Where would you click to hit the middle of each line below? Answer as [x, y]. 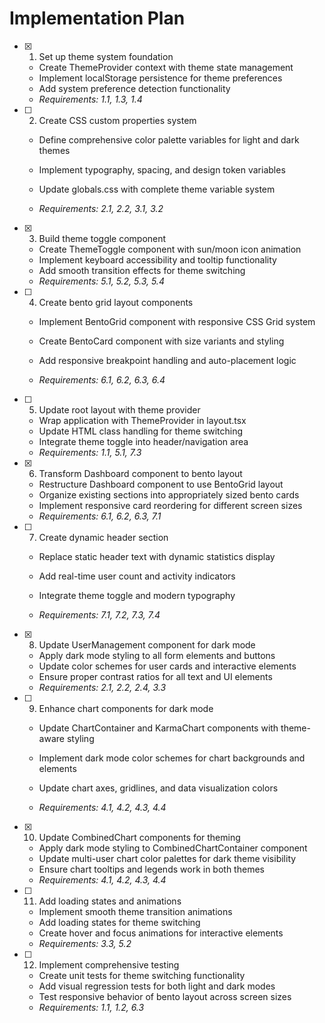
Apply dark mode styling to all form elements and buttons [157, 655]
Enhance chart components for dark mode [126, 708]
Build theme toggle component [102, 238]
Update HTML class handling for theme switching [140, 431]
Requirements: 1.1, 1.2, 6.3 [91, 1007]
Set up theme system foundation [106, 56]
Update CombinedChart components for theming [139, 837]
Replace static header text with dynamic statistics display [157, 556]
